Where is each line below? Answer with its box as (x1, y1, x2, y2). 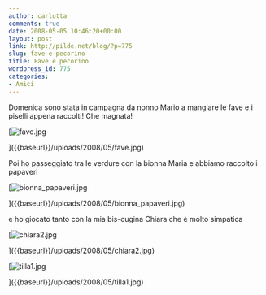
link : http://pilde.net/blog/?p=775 (8, 42, 133, 50)
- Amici (8, 80, 35, 88)
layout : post (8, 34, 53, 43)
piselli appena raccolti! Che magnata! (8, 111, 133, 120)
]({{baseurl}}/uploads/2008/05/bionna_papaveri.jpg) (8, 198, 185, 208)
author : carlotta (8, 11, 68, 20)
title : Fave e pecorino (8, 58, 89, 66)
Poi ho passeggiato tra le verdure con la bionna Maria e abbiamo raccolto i (8, 158, 258, 167)
